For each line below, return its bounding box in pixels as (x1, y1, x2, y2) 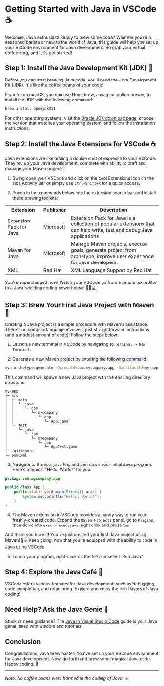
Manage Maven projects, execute (70, 241, 147, 247)
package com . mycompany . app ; (5, 476, 62, 481)
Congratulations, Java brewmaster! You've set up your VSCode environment (5, 650, 159, 656)
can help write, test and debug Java (70, 227, 153, 234)
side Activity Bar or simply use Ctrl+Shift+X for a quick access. (12, 181, 140, 186)
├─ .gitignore (5, 449, 34, 454)
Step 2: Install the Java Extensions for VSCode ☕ (5, 140, 157, 148)
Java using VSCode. (5, 544, 46, 550)
